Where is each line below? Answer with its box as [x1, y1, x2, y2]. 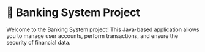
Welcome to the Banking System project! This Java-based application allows [6, 26, 199, 33]
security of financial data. [6, 39, 71, 46]
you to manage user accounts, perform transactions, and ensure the [6, 32, 179, 39]
